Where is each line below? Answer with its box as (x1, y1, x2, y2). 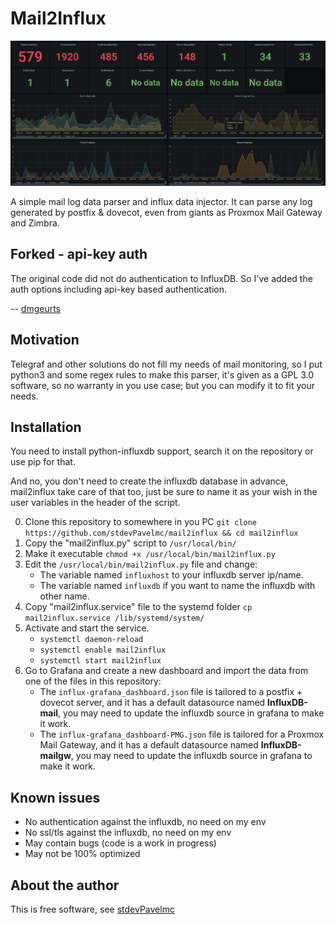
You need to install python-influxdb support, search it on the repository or (10, 445, 314, 457)
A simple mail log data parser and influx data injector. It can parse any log (10, 195, 313, 207)
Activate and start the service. (24, 622, 150, 634)
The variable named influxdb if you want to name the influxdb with (39, 580, 316, 592)
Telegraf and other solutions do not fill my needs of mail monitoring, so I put (10, 358, 323, 370)
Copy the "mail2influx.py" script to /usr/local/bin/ (24, 537, 237, 549)
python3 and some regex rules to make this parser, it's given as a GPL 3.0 (10, 368, 315, 381)
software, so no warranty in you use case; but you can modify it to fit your (10, 379, 315, 391)
